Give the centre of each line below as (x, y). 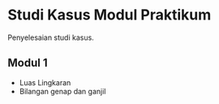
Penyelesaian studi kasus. (51, 37)
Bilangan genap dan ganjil (62, 91)
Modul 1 (28, 63)
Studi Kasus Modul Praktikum (109, 15)
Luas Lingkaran (45, 82)
